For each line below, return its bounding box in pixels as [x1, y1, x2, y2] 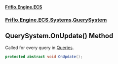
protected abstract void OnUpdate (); [5, 55, 83, 60]
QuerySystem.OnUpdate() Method [5, 31, 114, 40]
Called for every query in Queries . [5, 45, 74, 51]
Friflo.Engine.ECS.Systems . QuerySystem [5, 16, 107, 23]
